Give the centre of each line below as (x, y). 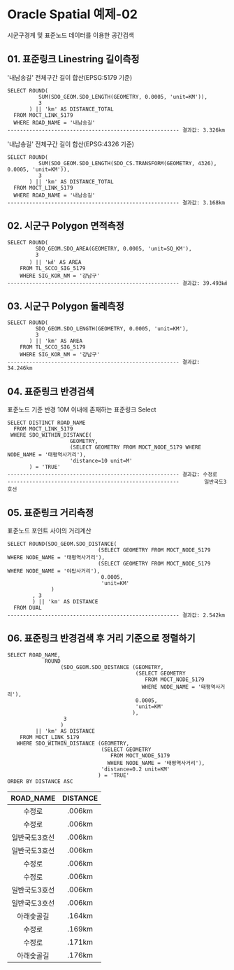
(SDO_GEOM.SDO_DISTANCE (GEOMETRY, (112, 667)
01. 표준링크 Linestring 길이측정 (73, 59)
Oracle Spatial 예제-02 (73, 14)
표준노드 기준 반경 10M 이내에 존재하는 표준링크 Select (82, 409)
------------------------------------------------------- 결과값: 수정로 (112, 475)
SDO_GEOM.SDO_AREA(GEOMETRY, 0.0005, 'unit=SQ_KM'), (114, 248)
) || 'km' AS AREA (56, 341)
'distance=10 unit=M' (101, 461)
